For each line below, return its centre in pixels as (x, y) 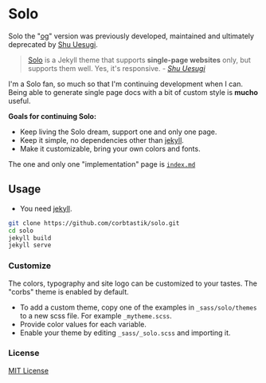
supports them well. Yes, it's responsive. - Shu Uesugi (116, 68)
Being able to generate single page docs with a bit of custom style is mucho (133, 92)
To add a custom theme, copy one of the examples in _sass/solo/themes (138, 307)
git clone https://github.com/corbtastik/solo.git (94, 223)
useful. (20, 101)
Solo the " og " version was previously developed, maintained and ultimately (131, 36)
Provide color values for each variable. (83, 324)
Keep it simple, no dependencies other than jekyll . (102, 140)
